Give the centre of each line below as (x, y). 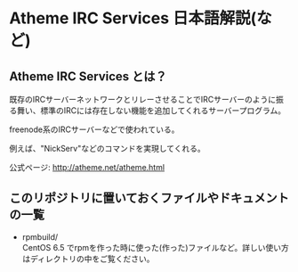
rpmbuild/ (40, 236)
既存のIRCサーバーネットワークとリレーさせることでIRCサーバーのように (143, 99)
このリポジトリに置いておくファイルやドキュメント (149, 198)
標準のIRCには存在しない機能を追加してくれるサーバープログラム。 (163, 111)
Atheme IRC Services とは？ (88, 76)
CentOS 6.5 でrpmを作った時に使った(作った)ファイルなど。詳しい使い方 (155, 247)
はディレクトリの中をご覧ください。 (88, 259)
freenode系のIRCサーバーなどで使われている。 (94, 129)
